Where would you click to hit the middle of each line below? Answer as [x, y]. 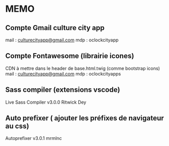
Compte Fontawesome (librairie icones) [70, 56]
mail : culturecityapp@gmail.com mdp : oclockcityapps [63, 74]
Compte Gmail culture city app [55, 28]
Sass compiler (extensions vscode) [63, 90]
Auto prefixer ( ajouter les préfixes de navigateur [85, 118]
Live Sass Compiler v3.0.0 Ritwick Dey [46, 102]
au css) [17, 126]
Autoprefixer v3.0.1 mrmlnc [34, 138]
